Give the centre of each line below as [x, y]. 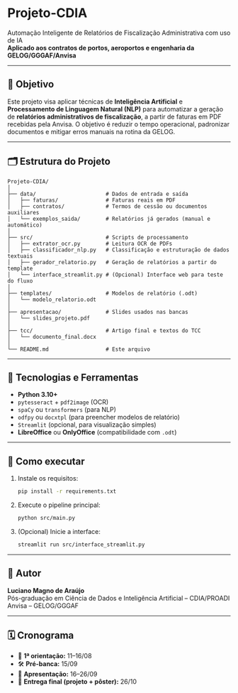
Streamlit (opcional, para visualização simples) [87, 425]
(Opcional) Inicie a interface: [59, 531]
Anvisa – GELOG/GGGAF [43, 606]
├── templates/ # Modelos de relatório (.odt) [103, 293]
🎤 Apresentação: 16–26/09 [57, 674]
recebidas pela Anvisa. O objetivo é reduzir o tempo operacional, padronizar [119, 124]
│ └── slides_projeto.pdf [49, 318]
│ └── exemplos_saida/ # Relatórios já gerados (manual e [109, 219]
